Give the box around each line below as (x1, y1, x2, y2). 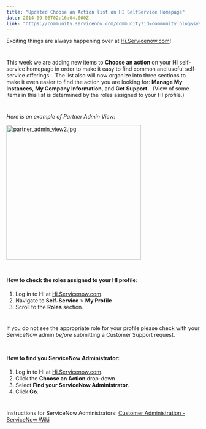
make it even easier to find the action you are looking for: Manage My (6, 78, 183, 86)
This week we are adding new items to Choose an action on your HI (6, 59, 178, 66)
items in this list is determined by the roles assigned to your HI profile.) (6, 92, 185, 99)
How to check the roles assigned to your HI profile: (6, 276, 138, 283)
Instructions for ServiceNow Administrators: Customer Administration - (6, 409, 186, 417)
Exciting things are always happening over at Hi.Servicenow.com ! (6, 37, 172, 45)
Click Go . (15, 388, 39, 395)
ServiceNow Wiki (6, 415, 50, 423)
